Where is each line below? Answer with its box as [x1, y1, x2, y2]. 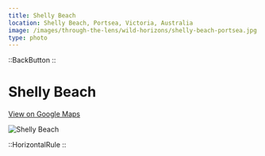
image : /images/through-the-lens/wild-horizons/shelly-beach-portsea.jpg [8, 26, 258, 34]
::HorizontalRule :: [8, 140, 67, 150]
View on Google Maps [8, 109, 81, 119]
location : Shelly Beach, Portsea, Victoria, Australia [8, 19, 194, 27]
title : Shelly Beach [8, 11, 77, 20]
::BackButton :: [8, 55, 56, 65]
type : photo [8, 33, 48, 42]
